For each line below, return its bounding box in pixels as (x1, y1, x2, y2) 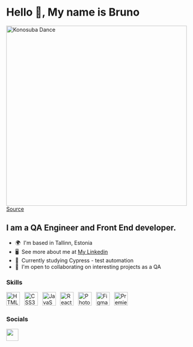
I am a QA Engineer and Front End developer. (6, 223, 176, 233)
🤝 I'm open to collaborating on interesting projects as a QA (14, 263, 161, 270)
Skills (6, 278, 23, 286)
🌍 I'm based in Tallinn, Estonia (14, 239, 93, 246)
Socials (6, 315, 28, 323)
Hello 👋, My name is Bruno (6, 5, 140, 19)
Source (6, 205, 24, 213)
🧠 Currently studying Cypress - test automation (14, 256, 134, 264)
